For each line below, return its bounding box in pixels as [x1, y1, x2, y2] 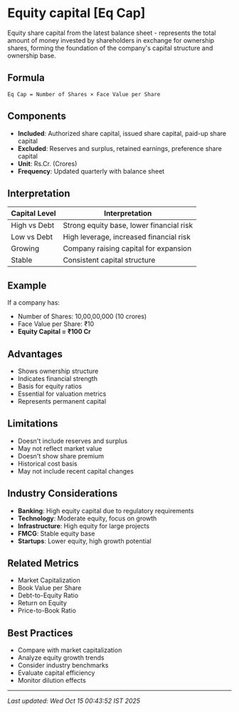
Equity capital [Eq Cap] [7, 5, 146, 21]
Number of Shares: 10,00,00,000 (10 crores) [17, 312, 147, 321]
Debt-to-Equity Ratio [17, 591, 79, 600]
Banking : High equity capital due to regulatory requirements [17, 506, 194, 515]
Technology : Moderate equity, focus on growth [17, 514, 157, 523]
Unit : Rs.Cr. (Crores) [17, 159, 78, 168]
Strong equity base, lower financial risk [63, 221, 193, 231]
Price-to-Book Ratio [17, 607, 77, 615]
